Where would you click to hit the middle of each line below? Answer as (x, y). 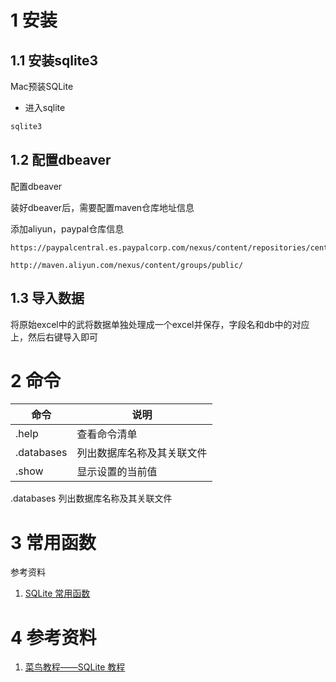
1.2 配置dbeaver (61, 160)
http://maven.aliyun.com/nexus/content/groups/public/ (127, 265)
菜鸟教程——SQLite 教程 (75, 667)
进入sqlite (45, 107)
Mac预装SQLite (42, 86)
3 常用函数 (53, 542)
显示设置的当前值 (117, 472)
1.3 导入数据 (47, 298)
